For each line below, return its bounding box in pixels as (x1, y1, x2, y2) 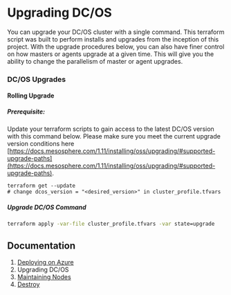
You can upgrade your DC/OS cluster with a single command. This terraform (7, 28, 225, 36)
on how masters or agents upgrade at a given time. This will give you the (7, 50, 214, 58)
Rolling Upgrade (7, 91, 55, 100)
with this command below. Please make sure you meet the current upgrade (7, 132, 221, 141)
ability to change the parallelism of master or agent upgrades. (7, 57, 183, 65)
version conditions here (7, 140, 75, 148)
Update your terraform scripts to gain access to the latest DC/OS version (7, 125, 214, 133)
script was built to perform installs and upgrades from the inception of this (7, 35, 219, 43)
